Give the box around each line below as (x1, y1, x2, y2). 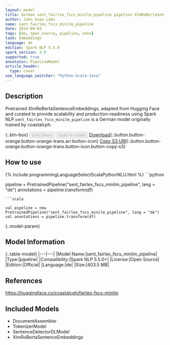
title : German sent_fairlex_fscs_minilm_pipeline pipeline (5, 12, 133, 17)
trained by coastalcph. (5, 121, 52, 127)
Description (5, 92, 43, 101)
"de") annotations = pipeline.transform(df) (5, 187, 93, 193)
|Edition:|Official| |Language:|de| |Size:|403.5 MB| (5, 262, 109, 268)
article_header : (5, 64, 39, 69)
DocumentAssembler (12, 318, 57, 324)
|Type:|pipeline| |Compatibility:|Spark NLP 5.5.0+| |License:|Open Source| (5, 256, 159, 263)
